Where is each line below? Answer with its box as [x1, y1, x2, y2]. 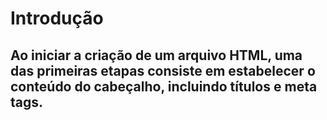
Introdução [10, 7, 104, 30]
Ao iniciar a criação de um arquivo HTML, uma [10, 47, 303, 64]
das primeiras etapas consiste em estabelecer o [10, 62, 316, 79]
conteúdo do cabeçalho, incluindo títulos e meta [10, 78, 318, 95]
